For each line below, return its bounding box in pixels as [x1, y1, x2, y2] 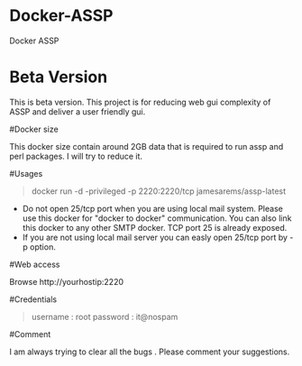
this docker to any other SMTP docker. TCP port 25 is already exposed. [22, 222, 288, 233]
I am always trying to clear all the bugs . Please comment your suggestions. [9, 346, 290, 357]
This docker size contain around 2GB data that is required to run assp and [9, 141, 284, 151]
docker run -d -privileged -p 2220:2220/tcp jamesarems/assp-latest [31, 186, 287, 197]
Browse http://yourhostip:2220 [9, 276, 124, 287]
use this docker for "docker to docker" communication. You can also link [22, 213, 292, 224]
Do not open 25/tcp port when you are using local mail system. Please [22, 203, 284, 214]
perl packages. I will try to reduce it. [9, 151, 142, 161]
